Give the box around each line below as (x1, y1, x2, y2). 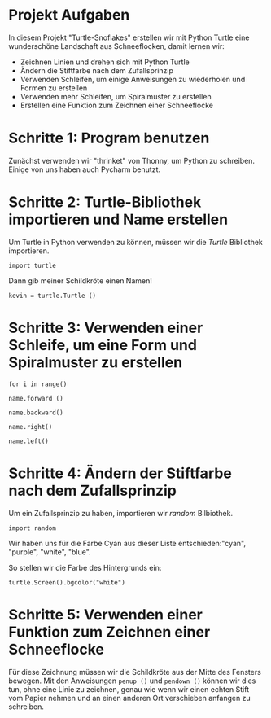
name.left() (8, 437, 49, 445)
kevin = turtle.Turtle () (8, 291, 96, 300)
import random (8, 523, 57, 532)
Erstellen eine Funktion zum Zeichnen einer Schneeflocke (20, 100, 214, 110)
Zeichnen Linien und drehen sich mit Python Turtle (20, 57, 190, 67)
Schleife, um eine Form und (8, 336, 198, 354)
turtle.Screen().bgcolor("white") (8, 578, 126, 587)
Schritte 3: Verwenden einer (8, 319, 203, 337)
